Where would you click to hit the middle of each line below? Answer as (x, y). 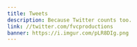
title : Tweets (28, 13)
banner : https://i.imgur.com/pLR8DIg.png (68, 33)
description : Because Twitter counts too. (70, 20)
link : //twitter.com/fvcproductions (60, 26)
